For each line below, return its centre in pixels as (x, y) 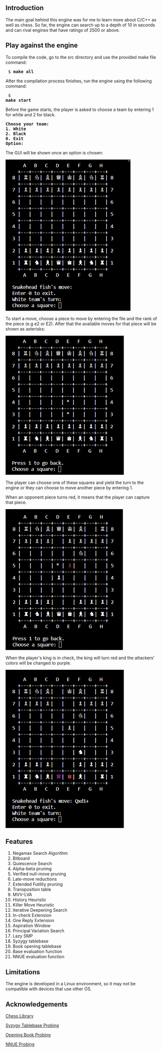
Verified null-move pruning (39, 874)
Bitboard (21, 858)
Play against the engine (42, 46)
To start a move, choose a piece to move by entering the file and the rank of (81, 318)
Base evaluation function (37, 952)
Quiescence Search (32, 864)
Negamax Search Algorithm (40, 853)
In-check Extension (32, 915)
